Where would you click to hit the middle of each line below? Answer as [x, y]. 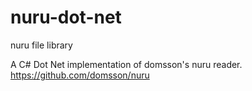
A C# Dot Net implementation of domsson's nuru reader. [126, 64]
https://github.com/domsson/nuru [80, 75]
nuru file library [41, 45]
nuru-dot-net [66, 17]
